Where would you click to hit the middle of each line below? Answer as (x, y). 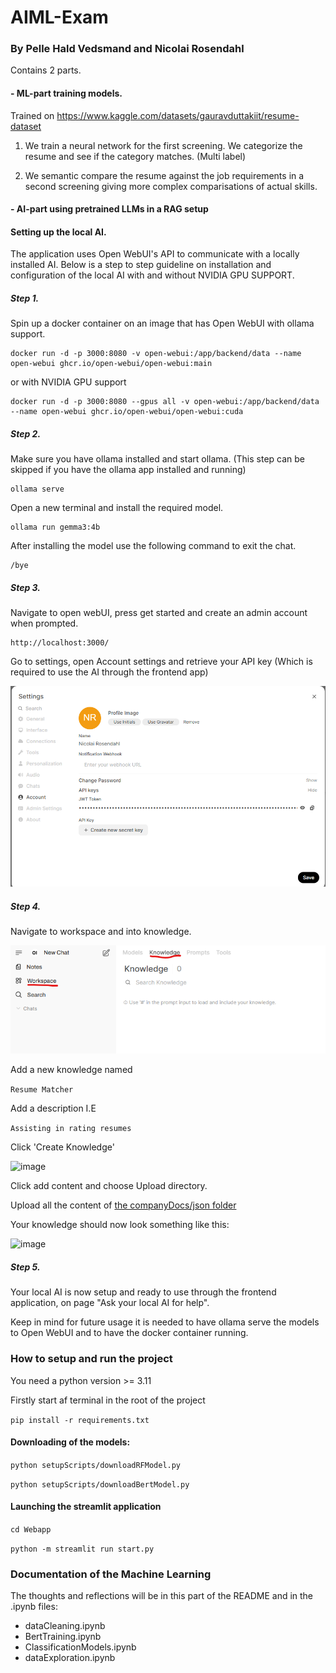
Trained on (32, 115)
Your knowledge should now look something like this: (120, 1225)
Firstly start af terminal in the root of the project (108, 1400)
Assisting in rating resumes (71, 1129)
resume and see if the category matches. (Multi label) (135, 156)
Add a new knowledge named (71, 1070)
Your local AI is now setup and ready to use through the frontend (143, 1292)
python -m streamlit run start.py (82, 1549)
